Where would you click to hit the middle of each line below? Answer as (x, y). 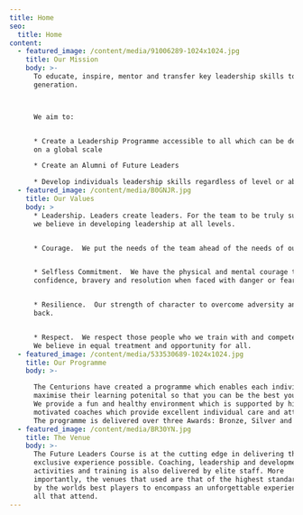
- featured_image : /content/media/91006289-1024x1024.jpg (129, 51)
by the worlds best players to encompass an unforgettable (146, 488)
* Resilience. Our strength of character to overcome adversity (158, 305)
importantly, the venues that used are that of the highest (148, 479)
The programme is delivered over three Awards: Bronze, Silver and (163, 420)
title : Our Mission (62, 60)
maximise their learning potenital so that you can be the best (156, 396)
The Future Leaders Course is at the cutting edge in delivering (158, 455)
